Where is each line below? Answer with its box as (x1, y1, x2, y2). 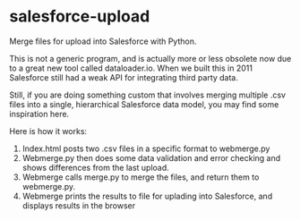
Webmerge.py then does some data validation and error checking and (21, 152, 281, 163)
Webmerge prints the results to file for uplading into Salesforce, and (21, 190, 273, 201)
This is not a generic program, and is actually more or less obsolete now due (9, 53, 292, 63)
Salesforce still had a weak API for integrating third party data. (9, 72, 239, 82)
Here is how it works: (9, 125, 88, 136)
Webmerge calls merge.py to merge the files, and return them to (21, 172, 260, 182)
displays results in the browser (21, 199, 136, 211)
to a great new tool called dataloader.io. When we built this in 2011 (9, 63, 253, 73)
